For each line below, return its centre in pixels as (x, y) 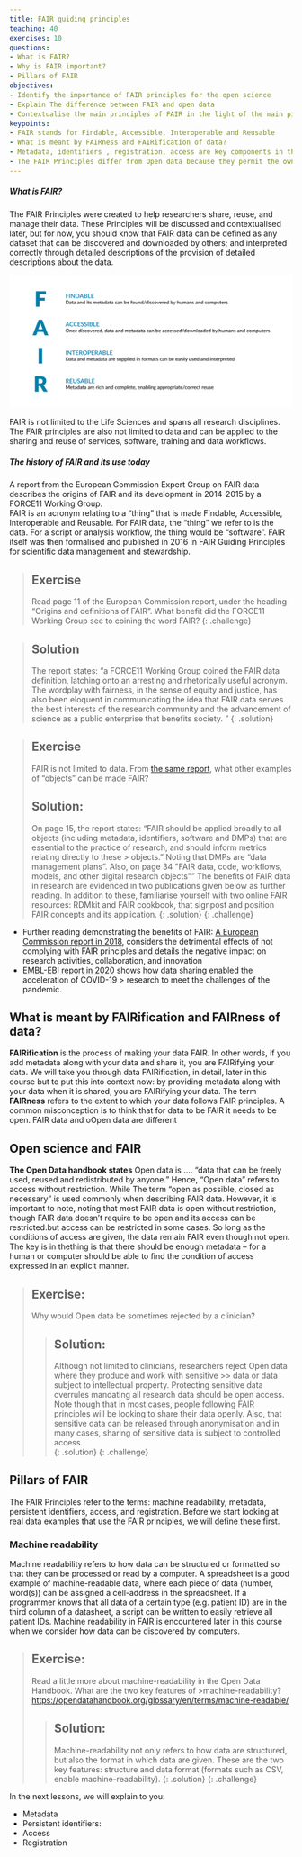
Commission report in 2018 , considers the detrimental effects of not (147, 941)
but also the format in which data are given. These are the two (169, 1760)
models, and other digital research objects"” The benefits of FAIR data (161, 876)
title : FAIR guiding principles (70, 19)
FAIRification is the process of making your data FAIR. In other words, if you (150, 1053)
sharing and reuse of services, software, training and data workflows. (138, 441)
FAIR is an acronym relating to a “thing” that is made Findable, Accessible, (146, 513)
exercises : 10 (36, 38)
